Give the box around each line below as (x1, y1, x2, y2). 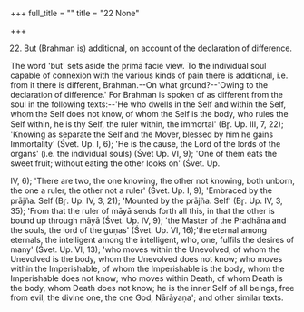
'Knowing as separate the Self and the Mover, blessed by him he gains (10, 129, 274, 140)
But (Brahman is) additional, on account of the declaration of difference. (23, 43, 293, 54)
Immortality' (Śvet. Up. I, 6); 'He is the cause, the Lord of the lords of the (10, 139, 281, 149)
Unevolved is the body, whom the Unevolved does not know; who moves (10, 254, 283, 264)
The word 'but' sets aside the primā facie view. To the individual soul (10, 61, 267, 71)
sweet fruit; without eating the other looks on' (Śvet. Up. (10, 158, 221, 169)
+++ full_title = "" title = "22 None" (10, 8, 140, 18)
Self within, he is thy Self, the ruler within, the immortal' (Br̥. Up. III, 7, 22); (10, 119, 284, 130)
